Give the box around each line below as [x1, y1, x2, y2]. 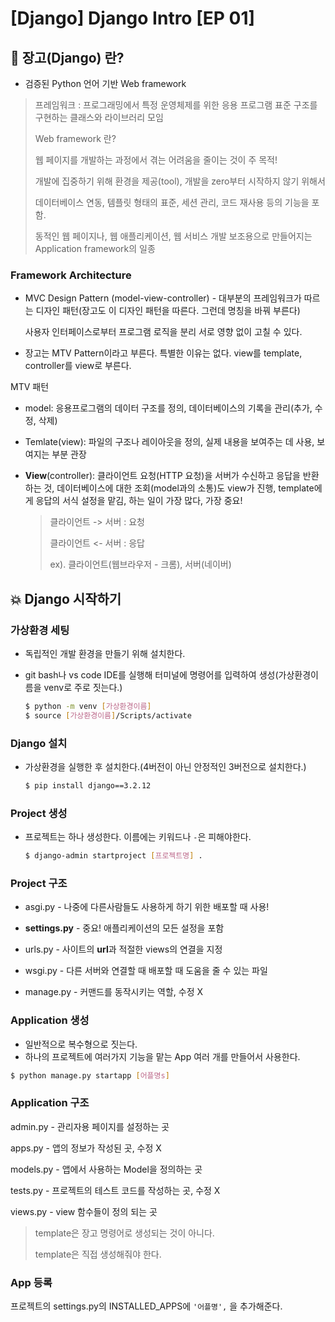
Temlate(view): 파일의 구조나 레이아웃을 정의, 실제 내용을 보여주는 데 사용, [24, 436, 315, 448]
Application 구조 [10, 1096, 90, 1110]
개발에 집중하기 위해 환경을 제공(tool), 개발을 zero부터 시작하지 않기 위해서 [34, 175, 326, 187]
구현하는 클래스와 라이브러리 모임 [34, 112, 164, 123]
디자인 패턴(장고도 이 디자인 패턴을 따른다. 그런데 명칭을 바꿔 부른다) [35, 305, 301, 317]
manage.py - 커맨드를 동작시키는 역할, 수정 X [24, 986, 204, 998]
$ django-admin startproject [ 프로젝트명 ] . [24, 851, 203, 861]
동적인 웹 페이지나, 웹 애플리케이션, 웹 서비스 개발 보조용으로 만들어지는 [34, 230, 313, 242]
